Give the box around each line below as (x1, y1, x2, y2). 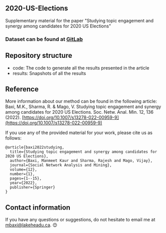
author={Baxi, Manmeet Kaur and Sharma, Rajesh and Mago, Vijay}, (10, 158, 153, 163)
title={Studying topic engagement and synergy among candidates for (10, 149, 157, 154)
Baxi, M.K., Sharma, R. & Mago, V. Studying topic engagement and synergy (5, 104, 161, 110)
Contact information (5, 203, 71, 212)
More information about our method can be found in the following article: (5, 98, 157, 105)
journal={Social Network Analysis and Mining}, (10, 162, 112, 168)
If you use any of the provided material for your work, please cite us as (5, 129, 153, 136)
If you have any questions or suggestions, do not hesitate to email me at (5, 217, 155, 223)
